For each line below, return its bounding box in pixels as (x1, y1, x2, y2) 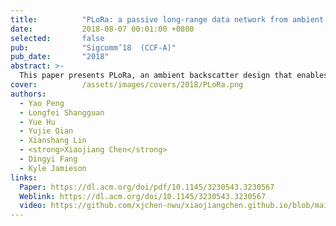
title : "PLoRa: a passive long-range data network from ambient (10, 14, 325, 25)
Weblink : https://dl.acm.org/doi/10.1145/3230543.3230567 (19, 191, 267, 201)
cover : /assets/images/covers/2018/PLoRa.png (10, 80, 244, 90)
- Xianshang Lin (19, 136, 87, 146)
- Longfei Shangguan (19, 107, 105, 118)
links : (10, 172, 38, 183)
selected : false (10, 33, 105, 43)
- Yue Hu (19, 117, 56, 127)
